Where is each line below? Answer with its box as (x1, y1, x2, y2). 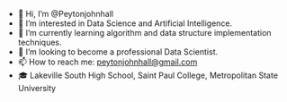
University (17, 83, 57, 93)
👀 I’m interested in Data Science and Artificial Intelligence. (17, 18, 233, 29)
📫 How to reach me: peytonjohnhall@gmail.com (17, 56, 198, 67)
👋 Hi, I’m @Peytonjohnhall (17, 9, 114, 19)
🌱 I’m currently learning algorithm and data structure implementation (17, 28, 272, 38)
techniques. (17, 37, 62, 47)
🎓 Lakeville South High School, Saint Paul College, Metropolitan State (17, 70, 279, 81)
